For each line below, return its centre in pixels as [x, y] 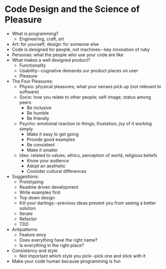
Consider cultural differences [56, 171]
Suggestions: [25, 176]
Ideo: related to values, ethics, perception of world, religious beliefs [88, 155]
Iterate [26, 213]
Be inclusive [39, 108]
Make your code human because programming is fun [66, 261]
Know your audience [48, 160]
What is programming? [35, 33]
